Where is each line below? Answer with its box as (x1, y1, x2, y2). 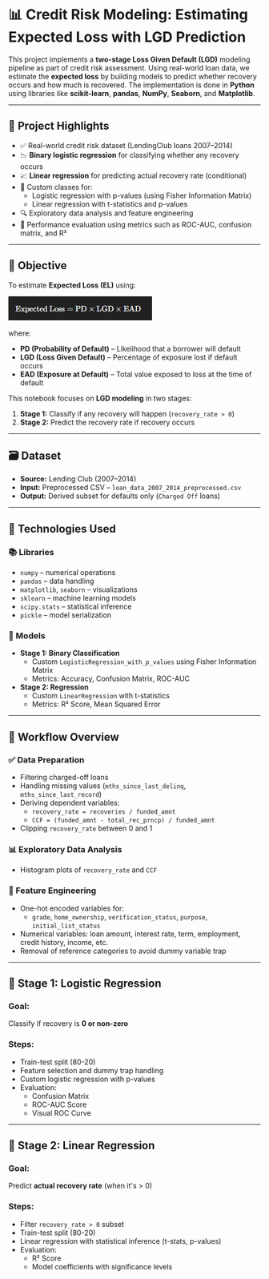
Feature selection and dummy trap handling (19, 1065, 164, 1075)
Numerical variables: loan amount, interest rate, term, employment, (19, 929, 241, 939)
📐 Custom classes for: (19, 182, 93, 191)
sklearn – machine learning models (19, 593, 136, 603)
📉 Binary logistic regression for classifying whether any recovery (19, 150, 239, 159)
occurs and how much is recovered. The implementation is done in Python (8, 80, 255, 90)
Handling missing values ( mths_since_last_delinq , (19, 781, 187, 790)
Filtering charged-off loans (19, 773, 109, 782)
